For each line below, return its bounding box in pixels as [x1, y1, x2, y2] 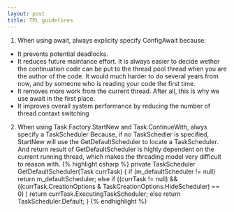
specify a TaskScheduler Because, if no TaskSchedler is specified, [17, 130, 210, 139]
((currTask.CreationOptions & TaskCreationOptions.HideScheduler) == [17, 182, 220, 190]
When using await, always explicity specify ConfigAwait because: [17, 36, 206, 44]
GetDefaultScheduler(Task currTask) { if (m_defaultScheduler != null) [17, 167, 216, 176]
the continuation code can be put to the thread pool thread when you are [17, 64, 227, 73]
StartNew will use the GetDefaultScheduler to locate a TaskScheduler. [17, 137, 219, 146]
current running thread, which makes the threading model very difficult [17, 152, 221, 161]
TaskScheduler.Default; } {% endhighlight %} [17, 197, 147, 205]
